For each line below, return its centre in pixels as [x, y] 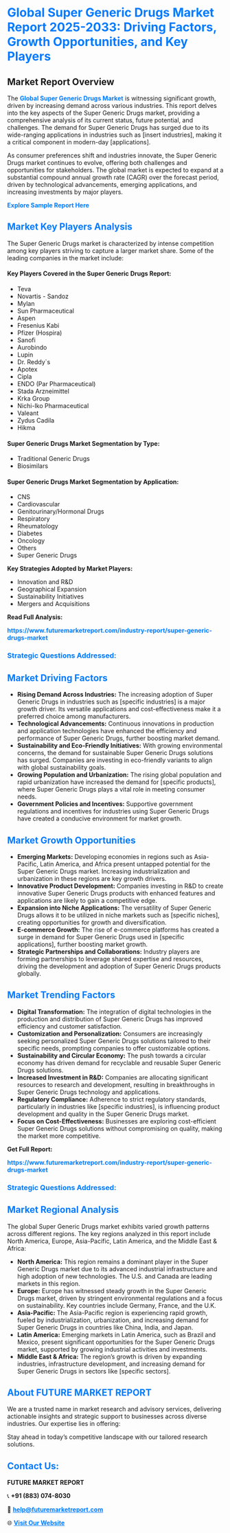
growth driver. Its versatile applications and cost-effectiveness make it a [119, 709]
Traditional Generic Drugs [54, 459]
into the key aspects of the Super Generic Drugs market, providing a [104, 113]
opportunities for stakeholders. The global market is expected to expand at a [115, 170]
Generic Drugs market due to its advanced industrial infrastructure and [117, 1268]
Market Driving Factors [57, 678]
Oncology [31, 541]
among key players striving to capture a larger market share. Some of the [111, 250]
